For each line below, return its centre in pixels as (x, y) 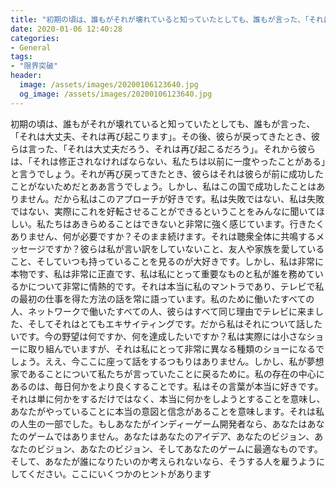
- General (31, 47)
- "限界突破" (34, 66)
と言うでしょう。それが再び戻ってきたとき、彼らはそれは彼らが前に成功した (167, 173)
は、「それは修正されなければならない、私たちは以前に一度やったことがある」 (168, 161)
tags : (21, 57)
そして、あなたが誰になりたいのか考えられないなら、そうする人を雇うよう (163, 461)
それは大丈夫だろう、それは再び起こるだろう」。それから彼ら (191, 148)
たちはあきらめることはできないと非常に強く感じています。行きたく (184, 223)
